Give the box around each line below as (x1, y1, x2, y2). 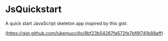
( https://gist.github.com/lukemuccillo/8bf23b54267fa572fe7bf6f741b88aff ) (5, 30, 163, 36)
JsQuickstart (5, 4, 62, 15)
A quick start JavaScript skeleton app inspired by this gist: (5, 20, 128, 26)
